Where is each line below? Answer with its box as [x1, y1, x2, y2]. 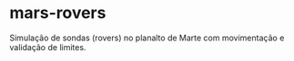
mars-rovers [9, 3, 106, 23]
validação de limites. [9, 41, 86, 52]
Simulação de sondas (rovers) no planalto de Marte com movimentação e [9, 32, 285, 43]
